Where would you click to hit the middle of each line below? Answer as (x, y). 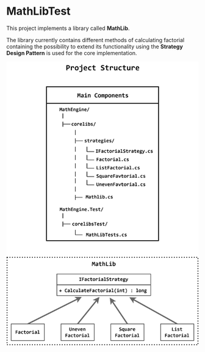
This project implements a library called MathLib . (68, 28)
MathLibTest (39, 11)
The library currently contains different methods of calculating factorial (95, 40)
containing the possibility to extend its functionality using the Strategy (95, 46)
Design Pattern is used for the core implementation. (72, 53)
